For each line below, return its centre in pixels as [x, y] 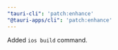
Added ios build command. [47, 40]
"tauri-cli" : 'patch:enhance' [51, 14]
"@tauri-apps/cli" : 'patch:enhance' [60, 20]
